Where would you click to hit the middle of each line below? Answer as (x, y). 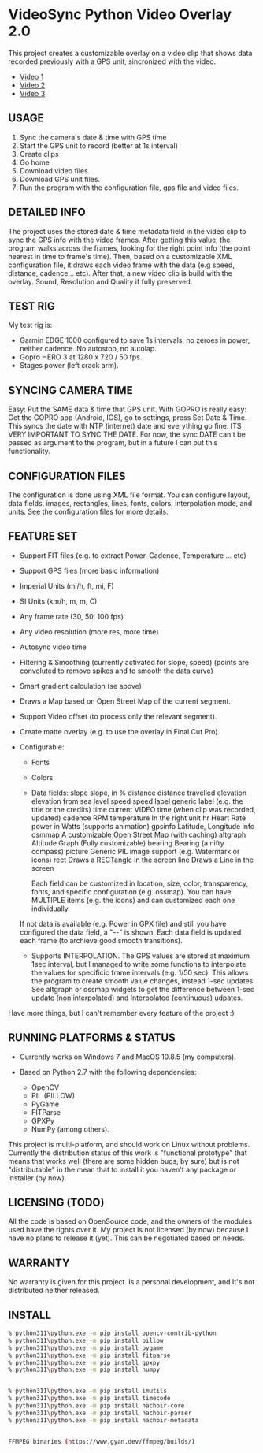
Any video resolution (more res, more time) (89, 631)
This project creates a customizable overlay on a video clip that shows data (130, 53)
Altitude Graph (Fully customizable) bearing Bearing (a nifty (128, 843)
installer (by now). (37, 1178)
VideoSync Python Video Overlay (120, 15)
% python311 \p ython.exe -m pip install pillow (86, 1340)
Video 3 (32, 93)
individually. (51, 909)
